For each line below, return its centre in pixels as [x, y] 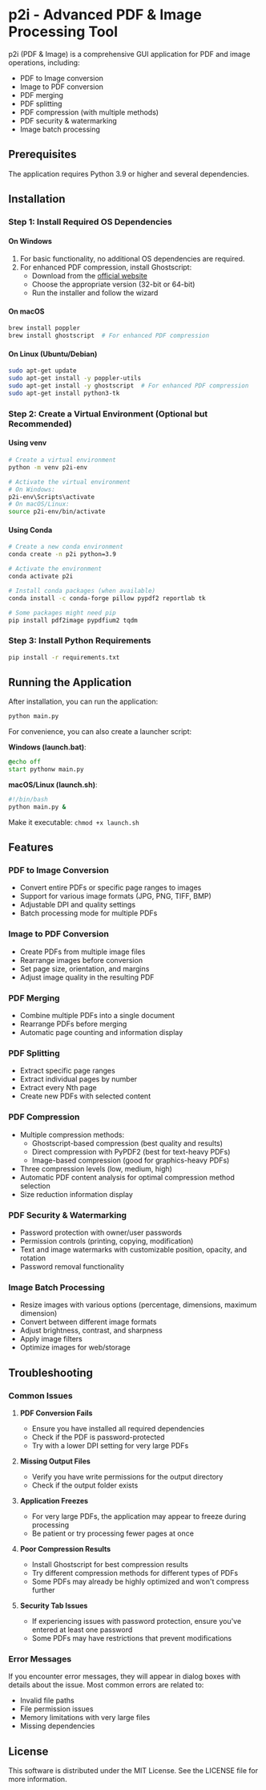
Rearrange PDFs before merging [73, 1024]
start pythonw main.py [46, 769]
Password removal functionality [72, 1266]
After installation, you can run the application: [83, 702]
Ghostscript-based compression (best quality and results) [127, 1143]
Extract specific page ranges [68, 1071]
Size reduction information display [77, 1194]
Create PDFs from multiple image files [83, 952]
